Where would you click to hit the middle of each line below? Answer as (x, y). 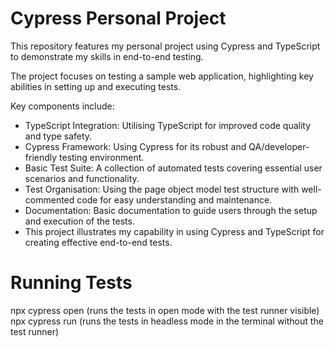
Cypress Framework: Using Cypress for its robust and (135, 146)
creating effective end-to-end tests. (98, 242)
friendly (41, 157)
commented (49, 199)
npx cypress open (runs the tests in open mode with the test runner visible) (165, 310)
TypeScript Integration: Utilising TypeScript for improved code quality (168, 125)
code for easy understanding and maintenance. (174, 199)
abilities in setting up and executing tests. (96, 86)
